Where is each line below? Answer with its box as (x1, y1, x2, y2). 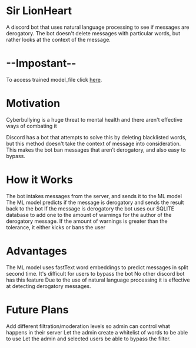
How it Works (6, 173, 74, 186)
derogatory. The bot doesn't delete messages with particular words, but (6, 29, 181, 36)
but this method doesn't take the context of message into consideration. (6, 140, 181, 147)
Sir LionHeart (6, 4, 72, 18)
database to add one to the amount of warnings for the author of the (6, 211, 172, 218)
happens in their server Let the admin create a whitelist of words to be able (6, 329, 188, 336)
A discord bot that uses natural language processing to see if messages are (6, 24, 190, 31)
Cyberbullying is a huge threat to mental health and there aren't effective (6, 116, 182, 123)
